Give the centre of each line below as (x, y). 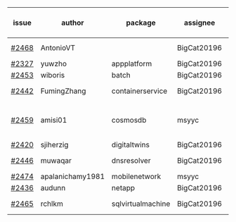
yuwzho (54, 64)
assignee (199, 23)
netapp (123, 188)
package (141, 23)
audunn (53, 188)
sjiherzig (54, 145)
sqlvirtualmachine (141, 204)
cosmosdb (129, 120)
